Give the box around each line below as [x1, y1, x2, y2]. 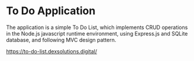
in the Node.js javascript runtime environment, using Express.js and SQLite [6, 30, 188, 37]
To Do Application [6, 4, 96, 18]
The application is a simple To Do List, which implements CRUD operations [6, 24, 188, 31]
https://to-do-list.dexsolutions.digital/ [6, 47, 98, 54]
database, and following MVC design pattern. [6, 36, 117, 43]
